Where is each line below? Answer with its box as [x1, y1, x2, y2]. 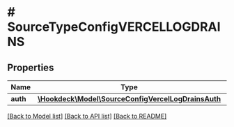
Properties [7, 61, 54, 73]
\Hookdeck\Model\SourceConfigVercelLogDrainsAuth [37, 94, 221, 103]
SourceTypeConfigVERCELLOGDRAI [7, 19, 221, 35]
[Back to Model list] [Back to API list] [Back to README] [7, 112, 167, 120]
